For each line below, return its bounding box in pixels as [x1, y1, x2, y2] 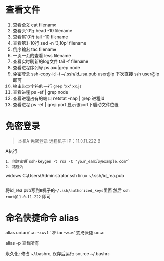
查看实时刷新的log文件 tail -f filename [12, 58, 89, 64]
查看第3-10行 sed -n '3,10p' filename [12, 40, 87, 46]
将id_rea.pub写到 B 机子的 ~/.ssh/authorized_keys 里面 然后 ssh [5, 187, 130, 193]
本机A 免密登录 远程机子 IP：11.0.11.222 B [17, 138, 101, 144]
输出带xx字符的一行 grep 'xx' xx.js [12, 83, 82, 89]
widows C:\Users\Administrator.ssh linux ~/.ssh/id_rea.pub [5, 173, 124, 178]
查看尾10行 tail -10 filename [12, 34, 68, 40]
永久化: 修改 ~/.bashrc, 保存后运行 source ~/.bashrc [5, 250, 110, 256]
